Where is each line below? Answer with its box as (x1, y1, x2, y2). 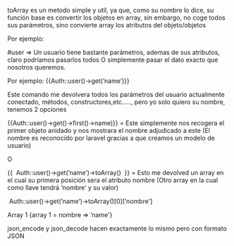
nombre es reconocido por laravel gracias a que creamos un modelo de (7, 134, 215, 142)
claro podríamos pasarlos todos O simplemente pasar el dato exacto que (7, 56, 218, 64)
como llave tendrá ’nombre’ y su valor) (7, 183, 119, 192)
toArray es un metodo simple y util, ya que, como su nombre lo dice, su (7, 6, 214, 14)
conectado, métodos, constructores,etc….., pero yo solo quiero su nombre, (7, 98, 226, 106)
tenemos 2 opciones (7, 105, 67, 113)
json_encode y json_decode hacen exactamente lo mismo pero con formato (7, 224, 228, 233)
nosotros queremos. (7, 63, 66, 71)
